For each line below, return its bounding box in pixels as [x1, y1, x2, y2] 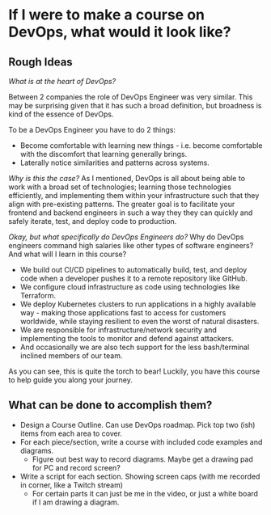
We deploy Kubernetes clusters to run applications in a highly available [19, 299, 256, 309]
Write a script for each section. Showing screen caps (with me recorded [19, 471, 260, 481]
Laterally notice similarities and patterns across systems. [19, 158, 210, 167]
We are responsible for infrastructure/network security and [19, 325, 217, 335]
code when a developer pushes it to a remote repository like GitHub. [19, 273, 248, 283]
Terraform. [19, 291, 57, 300]
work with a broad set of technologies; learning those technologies [8, 182, 232, 192]
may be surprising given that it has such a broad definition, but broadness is [8, 101, 262, 110]
